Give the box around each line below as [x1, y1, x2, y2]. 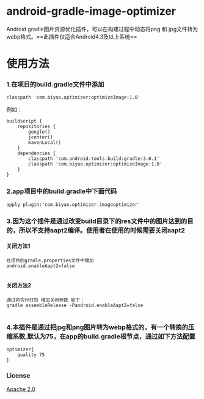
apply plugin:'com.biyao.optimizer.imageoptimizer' [6, 201, 140, 208]
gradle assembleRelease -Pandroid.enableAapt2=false [6, 302, 144, 309]
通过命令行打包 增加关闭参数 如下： [6, 297, 85, 303]
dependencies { [17, 150, 56, 157]
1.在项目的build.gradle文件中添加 [6, 80, 104, 89]
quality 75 [17, 352, 45, 358]
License [6, 371, 31, 380]
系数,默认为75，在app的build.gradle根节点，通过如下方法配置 [12, 332, 195, 341]
